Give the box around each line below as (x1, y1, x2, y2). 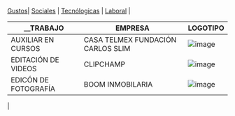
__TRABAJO (23, 23, 64, 33)
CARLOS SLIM (83, 44, 131, 53)
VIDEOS (10, 64, 37, 73)
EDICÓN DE (10, 75, 49, 85)
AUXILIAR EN (10, 35, 55, 45)
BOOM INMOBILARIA (83, 80, 153, 89)
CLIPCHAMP (83, 59, 126, 69)
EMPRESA (115, 23, 150, 33)
